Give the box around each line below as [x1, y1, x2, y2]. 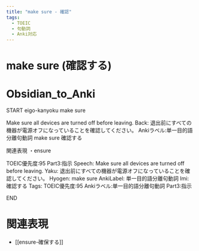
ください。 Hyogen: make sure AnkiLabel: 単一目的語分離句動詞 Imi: [22, 175, 189, 182]
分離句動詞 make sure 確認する [6, 134, 83, 141]
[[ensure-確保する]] [14, 238, 64, 246]
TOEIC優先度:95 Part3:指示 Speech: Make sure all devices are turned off [6, 160, 185, 167]
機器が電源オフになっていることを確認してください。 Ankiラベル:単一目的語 [6, 127, 193, 134]
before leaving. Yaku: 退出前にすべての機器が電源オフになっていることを [6, 167, 185, 175]
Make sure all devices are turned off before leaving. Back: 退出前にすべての [6, 119, 192, 126]
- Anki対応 [11, 31, 37, 37]
